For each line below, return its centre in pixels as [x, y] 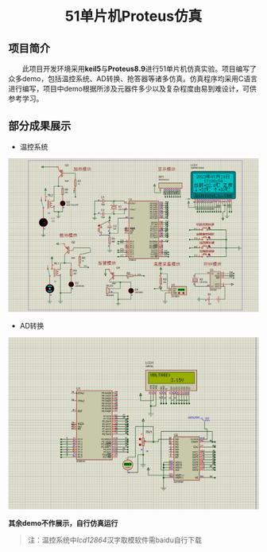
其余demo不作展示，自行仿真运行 [63, 523]
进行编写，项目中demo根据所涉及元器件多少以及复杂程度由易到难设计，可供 [132, 89]
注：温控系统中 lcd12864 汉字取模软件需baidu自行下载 [115, 540]
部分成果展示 [40, 126]
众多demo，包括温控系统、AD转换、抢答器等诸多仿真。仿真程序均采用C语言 [133, 79]
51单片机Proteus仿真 [133, 16]
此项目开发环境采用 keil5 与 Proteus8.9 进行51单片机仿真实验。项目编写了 [139, 69]
